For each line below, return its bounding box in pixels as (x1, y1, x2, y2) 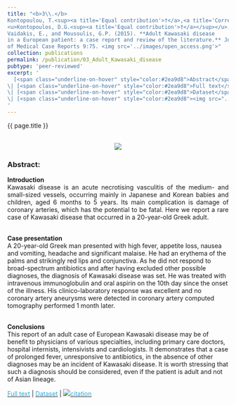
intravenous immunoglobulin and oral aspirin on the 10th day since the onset (7, 279, 228, 287)
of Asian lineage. (7, 375, 56, 384)
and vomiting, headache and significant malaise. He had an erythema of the (7, 249, 227, 258)
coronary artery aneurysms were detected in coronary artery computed (7, 294, 215, 303)
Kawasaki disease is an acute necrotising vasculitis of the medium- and (7, 183, 229, 192)
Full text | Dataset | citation (7, 390, 92, 398)
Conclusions (7, 323, 46, 331)
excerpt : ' (7, 69, 39, 76)
